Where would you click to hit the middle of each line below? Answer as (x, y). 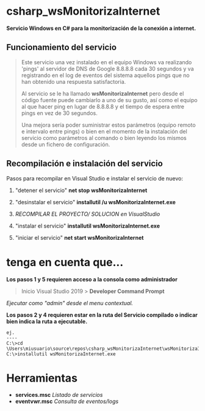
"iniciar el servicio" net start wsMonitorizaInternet (79, 237)
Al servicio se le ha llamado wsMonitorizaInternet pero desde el (103, 94)
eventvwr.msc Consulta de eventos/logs (67, 401)
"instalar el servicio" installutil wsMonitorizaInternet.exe (88, 226)
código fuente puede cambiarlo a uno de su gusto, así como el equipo (109, 100)
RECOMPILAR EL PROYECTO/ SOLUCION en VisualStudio (88, 214)
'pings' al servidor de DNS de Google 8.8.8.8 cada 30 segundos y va (107, 68)
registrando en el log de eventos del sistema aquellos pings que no (106, 75)
